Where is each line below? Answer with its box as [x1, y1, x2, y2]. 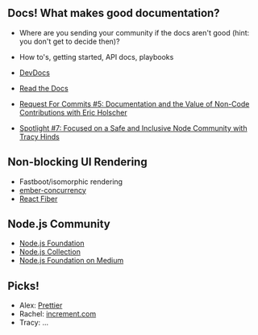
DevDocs [19, 68, 50, 77]
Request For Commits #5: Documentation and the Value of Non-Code [19, 98, 250, 108]
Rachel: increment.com [19, 309, 97, 319]
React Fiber [19, 194, 58, 203]
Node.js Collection [19, 247, 81, 257]
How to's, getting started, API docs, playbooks [19, 52, 174, 61]
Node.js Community [7, 217, 110, 231]
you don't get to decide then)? [19, 36, 120, 46]
